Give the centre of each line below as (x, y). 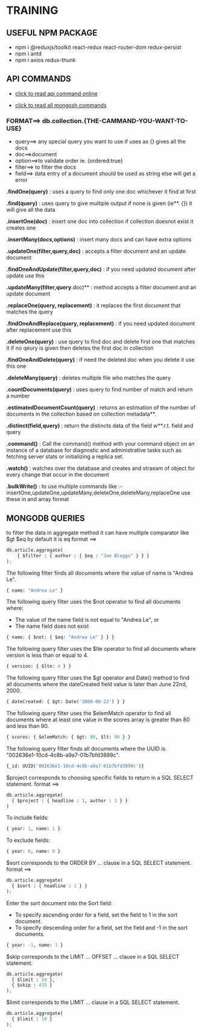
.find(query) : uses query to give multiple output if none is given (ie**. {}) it (99, 203)
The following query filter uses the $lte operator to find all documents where (101, 649)
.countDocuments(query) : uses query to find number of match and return (99, 390)
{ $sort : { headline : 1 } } (49, 886)
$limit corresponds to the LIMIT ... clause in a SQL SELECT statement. (93, 1002)
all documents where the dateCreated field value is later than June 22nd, (97, 684)
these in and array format (38, 499)
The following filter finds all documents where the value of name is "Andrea (100, 573)
